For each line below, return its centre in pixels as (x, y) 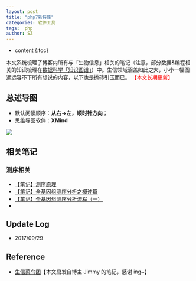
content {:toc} (32, 50)
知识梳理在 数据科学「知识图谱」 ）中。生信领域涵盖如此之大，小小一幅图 (103, 70)
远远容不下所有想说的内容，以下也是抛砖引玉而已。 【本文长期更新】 (89, 77)
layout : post (22, 12)
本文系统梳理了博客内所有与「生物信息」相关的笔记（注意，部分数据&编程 (96, 63)
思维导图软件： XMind (41, 120)
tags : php (19, 28)
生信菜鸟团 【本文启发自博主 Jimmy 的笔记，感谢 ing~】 (82, 272)
